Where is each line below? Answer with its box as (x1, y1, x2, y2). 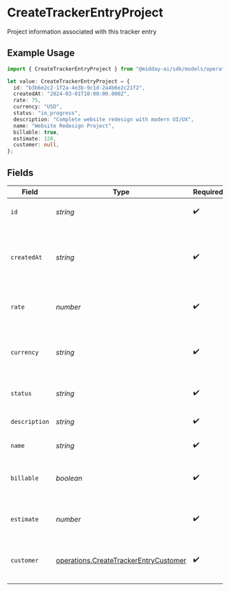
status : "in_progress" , (13, 110, 81, 116)
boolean (55, 473, 83, 483)
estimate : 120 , (13, 135, 57, 142)
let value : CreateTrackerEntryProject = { (7, 77, 130, 85)
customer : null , (13, 142, 60, 149)
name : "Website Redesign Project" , (13, 122, 115, 129)
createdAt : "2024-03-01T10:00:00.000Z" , (13, 90, 130, 97)
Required (192, 187, 224, 197)
